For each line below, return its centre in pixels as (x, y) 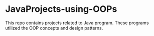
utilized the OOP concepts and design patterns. (54, 28)
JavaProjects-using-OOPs (61, 9)
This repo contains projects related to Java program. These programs (77, 23)
